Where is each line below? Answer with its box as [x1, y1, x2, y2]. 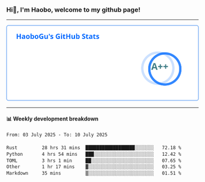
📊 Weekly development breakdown [6, 115, 99, 122]
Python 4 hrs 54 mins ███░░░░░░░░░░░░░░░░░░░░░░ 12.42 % [6, 151, 182, 157]
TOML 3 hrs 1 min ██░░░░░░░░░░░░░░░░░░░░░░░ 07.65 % [6, 158, 182, 164]
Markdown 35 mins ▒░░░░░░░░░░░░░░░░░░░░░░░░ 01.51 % [6, 170, 182, 177]
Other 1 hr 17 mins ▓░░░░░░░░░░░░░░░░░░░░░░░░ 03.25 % [6, 164, 182, 170]
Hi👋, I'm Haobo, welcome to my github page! [6, 5, 141, 14]
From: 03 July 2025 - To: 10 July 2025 [6, 132, 108, 138]
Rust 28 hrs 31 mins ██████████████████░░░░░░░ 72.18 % [6, 144, 182, 151]
